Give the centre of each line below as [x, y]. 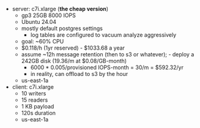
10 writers [34, 93]
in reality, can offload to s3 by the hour [79, 74]
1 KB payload [38, 106]
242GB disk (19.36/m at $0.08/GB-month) [74, 61]
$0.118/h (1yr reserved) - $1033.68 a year [73, 48]
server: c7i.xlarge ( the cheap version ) [60, 9]
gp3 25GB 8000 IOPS [49, 15]
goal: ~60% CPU [43, 41]
